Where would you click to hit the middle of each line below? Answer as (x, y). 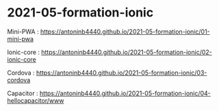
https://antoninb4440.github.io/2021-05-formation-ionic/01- (125, 32)
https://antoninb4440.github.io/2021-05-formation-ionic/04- (125, 93)
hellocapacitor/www (36, 100)
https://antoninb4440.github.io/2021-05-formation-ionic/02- (126, 52)
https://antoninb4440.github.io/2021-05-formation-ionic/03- (121, 73)
